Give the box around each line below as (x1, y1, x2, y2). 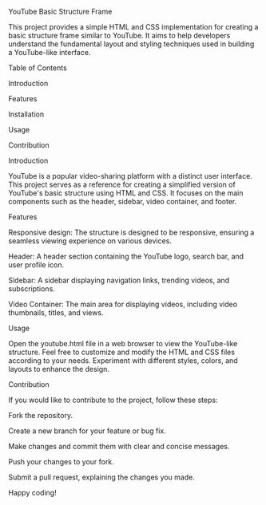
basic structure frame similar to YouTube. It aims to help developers (8, 31, 231, 40)
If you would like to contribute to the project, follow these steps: (8, 395, 218, 404)
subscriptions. (8, 284, 56, 294)
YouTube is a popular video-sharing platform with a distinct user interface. (8, 172, 253, 180)
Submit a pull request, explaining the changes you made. (8, 472, 196, 482)
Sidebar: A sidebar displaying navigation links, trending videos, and (8, 275, 230, 285)
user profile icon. (8, 260, 65, 270)
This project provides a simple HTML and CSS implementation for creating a (8, 22, 259, 31)
